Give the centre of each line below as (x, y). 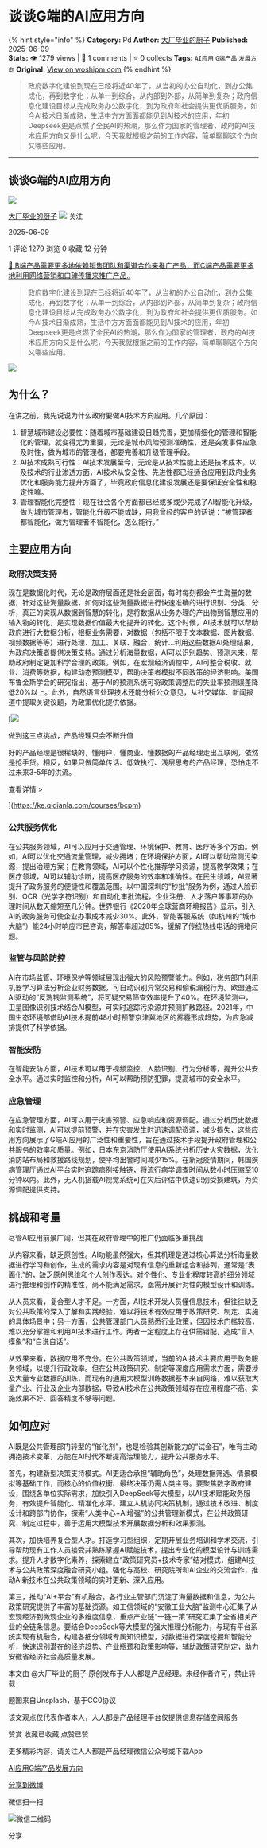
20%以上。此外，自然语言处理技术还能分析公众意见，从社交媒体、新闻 (131, 692)
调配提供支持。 (39, 1190)
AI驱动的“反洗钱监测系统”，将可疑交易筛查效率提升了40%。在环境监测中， (130, 997)
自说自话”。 (54, 1341)
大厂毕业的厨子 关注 (46, 216)
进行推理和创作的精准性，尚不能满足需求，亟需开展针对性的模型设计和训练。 (133, 1285)
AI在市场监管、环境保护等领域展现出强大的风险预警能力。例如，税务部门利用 (133, 977)
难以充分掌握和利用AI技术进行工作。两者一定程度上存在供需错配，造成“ (124, 1332)
